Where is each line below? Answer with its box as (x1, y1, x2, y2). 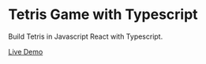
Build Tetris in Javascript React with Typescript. (8, 32, 163, 41)
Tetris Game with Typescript (8, 6, 199, 24)
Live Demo (8, 47, 43, 56)
